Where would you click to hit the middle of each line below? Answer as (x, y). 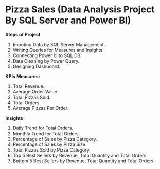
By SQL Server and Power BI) (68, 20)
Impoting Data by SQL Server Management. (59, 44)
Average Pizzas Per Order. (41, 108)
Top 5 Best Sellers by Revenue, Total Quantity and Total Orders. (80, 155)
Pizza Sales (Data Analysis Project (80, 10)
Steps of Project (23, 34)
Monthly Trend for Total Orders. (46, 133)
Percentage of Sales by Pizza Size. (50, 144)
